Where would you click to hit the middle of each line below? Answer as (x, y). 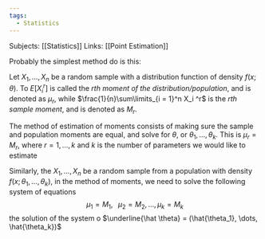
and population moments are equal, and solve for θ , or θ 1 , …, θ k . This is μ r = (133, 136)
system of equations (43, 191)
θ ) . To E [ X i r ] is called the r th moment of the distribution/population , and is (130, 88)
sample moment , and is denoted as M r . (73, 110)
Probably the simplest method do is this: (75, 61)
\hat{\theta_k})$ (36, 227)
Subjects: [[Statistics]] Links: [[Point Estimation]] (89, 45)
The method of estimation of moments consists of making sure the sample (131, 126)
